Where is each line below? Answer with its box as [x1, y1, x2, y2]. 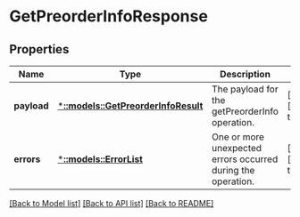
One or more [211, 131, 265, 143]
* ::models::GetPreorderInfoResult [57, 100, 204, 112]
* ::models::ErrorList [57, 153, 143, 165]
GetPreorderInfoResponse [9, 6, 208, 27]
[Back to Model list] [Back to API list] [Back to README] [9, 198, 214, 208]
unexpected [211, 142, 262, 154]
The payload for [211, 83, 279, 95]
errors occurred [211, 153, 279, 165]
